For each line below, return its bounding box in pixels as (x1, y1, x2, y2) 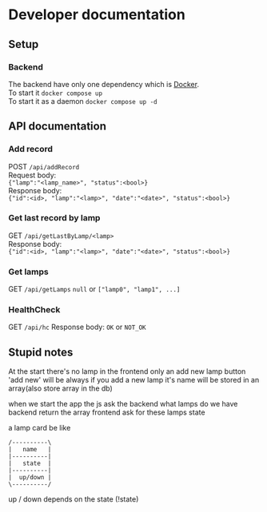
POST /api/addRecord (8, 161, 80, 171)
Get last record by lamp (8, 212, 101, 224)
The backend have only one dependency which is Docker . (8, 79, 200, 89)
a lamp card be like (8, 423, 71, 433)
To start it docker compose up (8, 88, 102, 97)
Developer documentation (8, 6, 185, 24)
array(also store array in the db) (8, 383, 114, 393)
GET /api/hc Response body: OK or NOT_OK (8, 322, 146, 332)
